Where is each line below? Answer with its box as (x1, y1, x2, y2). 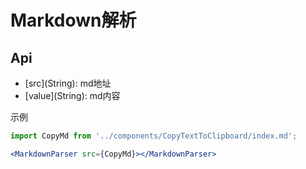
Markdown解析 (10, 9, 137, 32)
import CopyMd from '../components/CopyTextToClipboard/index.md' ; (10, 131, 298, 141)
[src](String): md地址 (24, 77, 112, 89)
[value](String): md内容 (24, 90, 121, 101)
